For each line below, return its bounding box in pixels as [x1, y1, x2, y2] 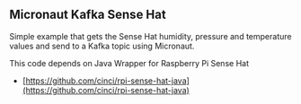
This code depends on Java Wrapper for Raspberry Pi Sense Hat [9, 57, 250, 68]
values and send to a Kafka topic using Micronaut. [9, 40, 195, 51]
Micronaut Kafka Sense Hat [9, 7, 166, 22]
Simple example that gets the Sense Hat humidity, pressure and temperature [9, 30, 292, 41]
